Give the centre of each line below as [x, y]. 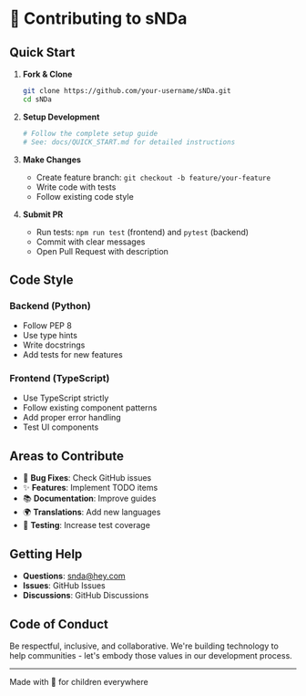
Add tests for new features [72, 355]
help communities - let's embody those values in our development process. [151, 655]
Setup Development [61, 117]
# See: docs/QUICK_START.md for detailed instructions [129, 142]
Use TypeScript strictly [66, 398]
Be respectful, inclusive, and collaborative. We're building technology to [144, 646]
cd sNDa [37, 99]
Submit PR [43, 214]
